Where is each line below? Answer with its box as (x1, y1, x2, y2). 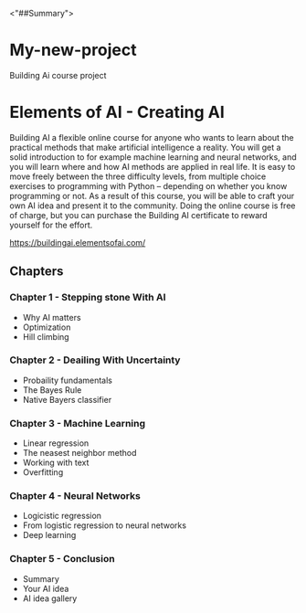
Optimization (22, 322, 71, 333)
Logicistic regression (22, 511, 102, 522)
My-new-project (9, 40, 137, 60)
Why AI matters (22, 312, 81, 322)
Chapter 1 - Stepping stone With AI (9, 291, 166, 304)
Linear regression (22, 438, 90, 449)
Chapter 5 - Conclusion (9, 553, 116, 565)
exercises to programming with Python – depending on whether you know (9, 180, 288, 191)
